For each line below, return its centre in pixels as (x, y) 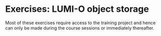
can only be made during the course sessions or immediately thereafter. (80, 28)
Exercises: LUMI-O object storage (77, 9)
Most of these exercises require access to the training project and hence (80, 23)
